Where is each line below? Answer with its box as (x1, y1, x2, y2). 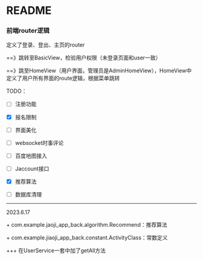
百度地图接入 (14, 152, 47, 159)
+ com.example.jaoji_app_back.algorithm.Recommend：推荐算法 (6, 221, 167, 228)
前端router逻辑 (6, 27, 50, 35)
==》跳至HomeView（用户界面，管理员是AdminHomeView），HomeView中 (6, 67, 192, 75)
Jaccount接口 (14, 165, 50, 172)
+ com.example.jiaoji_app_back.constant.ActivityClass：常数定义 (6, 234, 168, 241)
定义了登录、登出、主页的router (6, 41, 85, 48)
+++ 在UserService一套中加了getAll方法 (6, 247, 106, 254)
